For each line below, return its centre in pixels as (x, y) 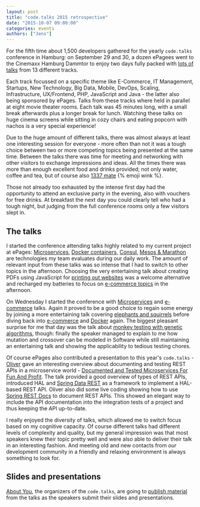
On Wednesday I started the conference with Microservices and (85, 302)
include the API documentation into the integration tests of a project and (95, 402)
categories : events (30, 28)
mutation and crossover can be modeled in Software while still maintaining (98, 339)
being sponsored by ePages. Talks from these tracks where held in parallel (98, 101)
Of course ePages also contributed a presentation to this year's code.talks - (100, 357)
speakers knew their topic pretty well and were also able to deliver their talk (99, 439)
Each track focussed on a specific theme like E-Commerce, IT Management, (100, 82)
